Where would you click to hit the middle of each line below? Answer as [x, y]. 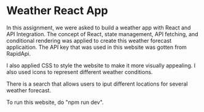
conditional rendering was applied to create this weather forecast [89, 40]
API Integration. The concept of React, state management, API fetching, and [102, 34]
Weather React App [57, 11]
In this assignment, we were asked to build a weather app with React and [99, 28]
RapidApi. [18, 53]
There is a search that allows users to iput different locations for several [97, 84]
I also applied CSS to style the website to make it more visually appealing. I [101, 65]
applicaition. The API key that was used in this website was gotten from [97, 47]
